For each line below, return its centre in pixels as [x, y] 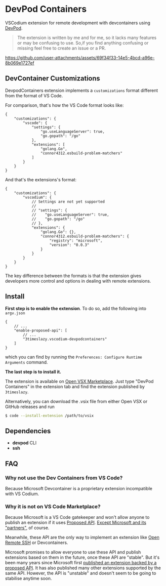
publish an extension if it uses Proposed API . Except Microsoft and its [76, 523]
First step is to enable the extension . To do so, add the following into [76, 308]
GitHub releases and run [30, 407]
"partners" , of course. [27, 528]
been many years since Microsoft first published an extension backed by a [81, 563]
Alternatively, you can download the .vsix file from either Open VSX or [76, 401]
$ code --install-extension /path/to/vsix [49, 416]
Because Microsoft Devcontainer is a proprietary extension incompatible [79, 488]
